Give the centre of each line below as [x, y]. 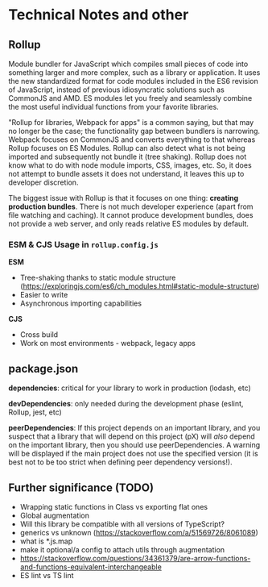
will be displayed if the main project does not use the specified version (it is [134, 454]
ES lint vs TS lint [47, 575]
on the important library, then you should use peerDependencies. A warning [134, 445]
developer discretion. [43, 182]
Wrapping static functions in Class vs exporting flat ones [113, 506]
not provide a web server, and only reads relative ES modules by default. [129, 224]
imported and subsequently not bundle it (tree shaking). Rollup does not [128, 156]
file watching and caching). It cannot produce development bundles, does [131, 215]
